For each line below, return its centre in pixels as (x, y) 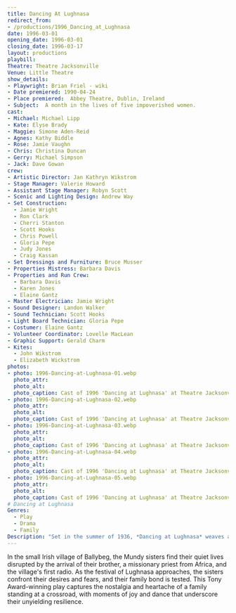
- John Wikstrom (37, 354)
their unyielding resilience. (45, 601)
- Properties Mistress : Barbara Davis (64, 269)
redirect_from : (29, 20)
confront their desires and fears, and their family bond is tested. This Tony (114, 579)
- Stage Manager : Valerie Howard (56, 183)
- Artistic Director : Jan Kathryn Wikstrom (72, 177)
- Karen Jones (34, 288)
